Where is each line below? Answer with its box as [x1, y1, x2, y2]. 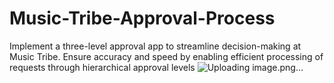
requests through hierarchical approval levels [9, 61, 196, 73]
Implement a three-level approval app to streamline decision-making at [9, 40, 302, 52]
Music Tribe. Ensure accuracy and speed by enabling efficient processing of [9, 50, 324, 62]
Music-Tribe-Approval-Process [9, 7, 276, 30]
